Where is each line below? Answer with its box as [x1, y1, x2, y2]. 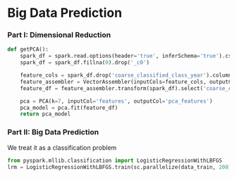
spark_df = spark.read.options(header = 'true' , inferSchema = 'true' [20, 53, 219, 60]
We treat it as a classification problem [7, 143, 117, 152]
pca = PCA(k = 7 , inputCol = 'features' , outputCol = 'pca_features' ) [20, 97, 213, 105]
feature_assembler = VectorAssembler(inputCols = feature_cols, [20, 78, 207, 85]
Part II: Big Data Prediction [7, 127, 99, 137]
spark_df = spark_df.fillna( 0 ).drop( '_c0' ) [20, 59, 150, 66]
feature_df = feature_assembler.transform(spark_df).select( [20, 84, 203, 92]
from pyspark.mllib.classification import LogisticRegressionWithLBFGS [7, 157, 222, 164]
